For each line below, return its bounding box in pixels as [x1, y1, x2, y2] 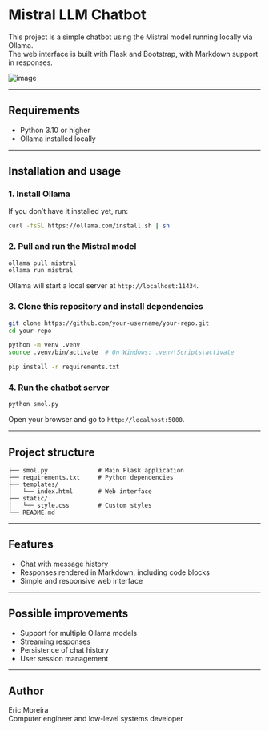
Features [8, 538, 54, 552]
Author [8, 685, 44, 698]
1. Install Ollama [8, 188, 70, 199]
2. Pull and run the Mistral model [8, 241, 137, 252]
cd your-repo [8, 327, 52, 335]
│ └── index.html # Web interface [8, 488, 152, 496]
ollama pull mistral [8, 259, 78, 267]
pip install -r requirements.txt [8, 363, 120, 372]
